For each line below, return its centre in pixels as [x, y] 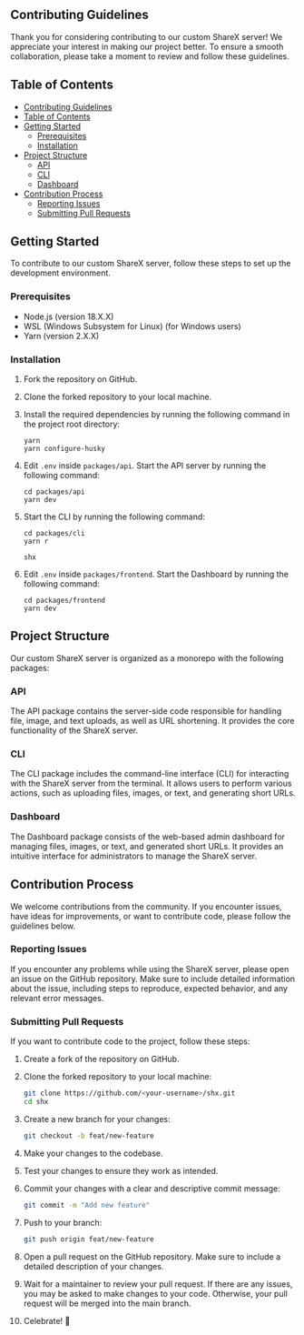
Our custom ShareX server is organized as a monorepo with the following [147, 657]
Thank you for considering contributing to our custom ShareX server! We [147, 36]
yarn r [36, 542]
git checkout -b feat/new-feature [88, 1136]
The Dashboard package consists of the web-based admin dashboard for [147, 837]
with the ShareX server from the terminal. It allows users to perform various [151, 783]
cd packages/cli [54, 534]
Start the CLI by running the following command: [114, 517]
